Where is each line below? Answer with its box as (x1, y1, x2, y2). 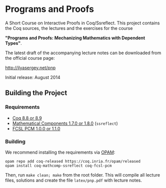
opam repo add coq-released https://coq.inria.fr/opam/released (5, 159, 141, 164)
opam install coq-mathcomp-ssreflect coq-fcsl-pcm (5, 163, 112, 168)
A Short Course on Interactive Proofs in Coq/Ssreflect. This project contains (5, 20, 160, 26)
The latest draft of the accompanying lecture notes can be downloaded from (5, 50, 162, 56)
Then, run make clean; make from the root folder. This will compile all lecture (5, 172, 160, 178)
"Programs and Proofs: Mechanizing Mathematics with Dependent (5, 35, 145, 41)
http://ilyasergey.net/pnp (5, 65, 56, 71)
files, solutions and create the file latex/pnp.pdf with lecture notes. (5, 177, 142, 183)
